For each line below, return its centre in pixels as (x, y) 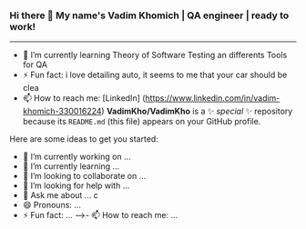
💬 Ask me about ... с (60, 195)
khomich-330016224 (62, 111)
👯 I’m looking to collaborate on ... (84, 176)
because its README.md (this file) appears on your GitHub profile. (142, 122)
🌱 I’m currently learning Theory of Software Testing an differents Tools (155, 55)
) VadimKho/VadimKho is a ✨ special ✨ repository (197, 111)
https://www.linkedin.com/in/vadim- (213, 98)
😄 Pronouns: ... (52, 205)
